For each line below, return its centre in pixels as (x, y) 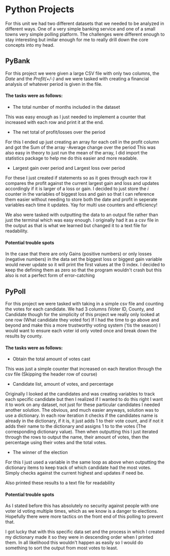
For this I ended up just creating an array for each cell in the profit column (82, 142)
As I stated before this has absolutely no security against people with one (82, 506)
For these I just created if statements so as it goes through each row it (78, 178)
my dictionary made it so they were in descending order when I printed (79, 537)
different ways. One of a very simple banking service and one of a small (80, 28)
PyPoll (15, 291)
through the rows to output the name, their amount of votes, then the (77, 437)
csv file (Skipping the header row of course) (51, 374)
